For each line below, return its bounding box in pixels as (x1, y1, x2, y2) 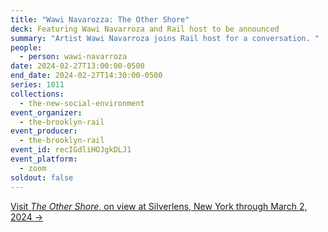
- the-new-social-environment (19, 98, 145, 108)
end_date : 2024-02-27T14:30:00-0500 (10, 71, 163, 81)
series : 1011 (10, 80, 65, 90)
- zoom (19, 163, 47, 173)
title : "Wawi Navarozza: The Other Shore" (10, 14, 190, 25)
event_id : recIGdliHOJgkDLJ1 (10, 145, 132, 155)
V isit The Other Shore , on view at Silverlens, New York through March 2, (10, 200, 308, 212)
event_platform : (10, 154, 78, 164)
